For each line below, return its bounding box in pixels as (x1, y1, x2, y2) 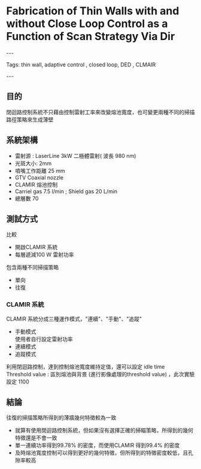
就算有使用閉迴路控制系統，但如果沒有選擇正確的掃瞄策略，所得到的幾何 (14, 427, 193, 434)
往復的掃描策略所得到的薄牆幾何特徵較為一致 (6, 414, 117, 421)
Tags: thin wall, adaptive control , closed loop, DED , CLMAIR (6, 61, 156, 68)
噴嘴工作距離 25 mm (14, 167, 66, 174)
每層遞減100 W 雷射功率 (14, 251, 74, 258)
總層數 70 (14, 194, 39, 202)
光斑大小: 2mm (14, 160, 52, 167)
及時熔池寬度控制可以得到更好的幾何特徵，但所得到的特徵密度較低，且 (14, 449, 188, 456)
